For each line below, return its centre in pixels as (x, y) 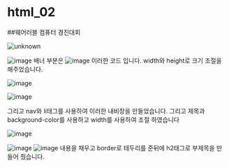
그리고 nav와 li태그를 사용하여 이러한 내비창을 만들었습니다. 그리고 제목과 (106, 111)
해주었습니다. (25, 69)
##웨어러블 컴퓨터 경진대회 (44, 32)
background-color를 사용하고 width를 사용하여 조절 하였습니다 (94, 120)
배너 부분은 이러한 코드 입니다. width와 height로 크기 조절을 (128, 61)
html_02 (31, 12)
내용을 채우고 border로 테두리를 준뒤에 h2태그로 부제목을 (137, 148)
